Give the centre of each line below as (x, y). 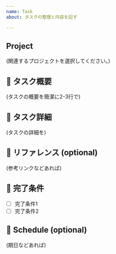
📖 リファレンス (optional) (52, 153)
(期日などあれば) (26, 245)
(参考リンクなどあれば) (34, 168)
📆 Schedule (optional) (47, 230)
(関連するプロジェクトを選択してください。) (58, 61)
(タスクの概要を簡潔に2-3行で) (43, 97)
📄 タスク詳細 (29, 117)
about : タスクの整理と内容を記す (42, 17)
